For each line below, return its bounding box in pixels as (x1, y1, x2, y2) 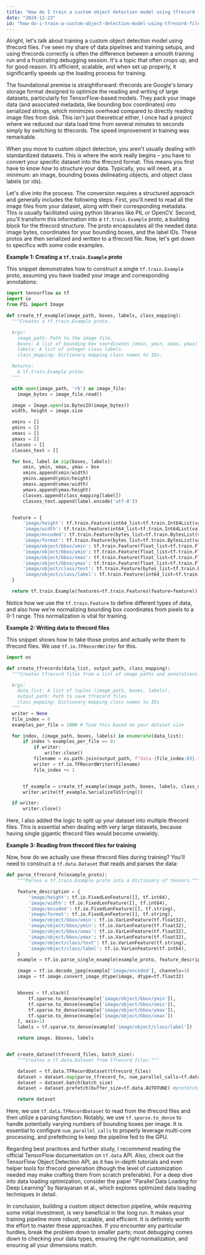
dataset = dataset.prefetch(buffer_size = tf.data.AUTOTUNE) (17, 1085, 171, 1092)
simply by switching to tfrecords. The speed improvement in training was (6, 127, 190, 135)
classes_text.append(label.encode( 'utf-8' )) (22, 498, 138, 505)
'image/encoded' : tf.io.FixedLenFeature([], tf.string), (28, 906, 176, 912)
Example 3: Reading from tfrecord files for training (6, 842, 137, 849)
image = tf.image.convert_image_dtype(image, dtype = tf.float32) (17, 974, 184, 980)
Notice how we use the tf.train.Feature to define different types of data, (6, 599, 192, 606)
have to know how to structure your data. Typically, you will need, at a (6, 165, 182, 172)
